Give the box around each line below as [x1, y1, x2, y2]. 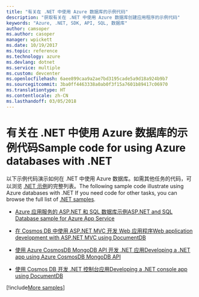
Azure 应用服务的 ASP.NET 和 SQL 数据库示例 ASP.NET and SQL [14, 208, 173, 215]
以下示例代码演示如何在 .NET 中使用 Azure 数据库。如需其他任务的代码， [6, 175, 186, 182]
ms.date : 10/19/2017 [6, 43, 58, 49]
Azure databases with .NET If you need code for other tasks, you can [6, 189, 177, 196]
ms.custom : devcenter [6, 70, 61, 76]
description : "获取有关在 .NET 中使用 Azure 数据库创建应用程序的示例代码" [6, 14, 180, 20]
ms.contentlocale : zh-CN [6, 93, 69, 99]
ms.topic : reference [6, 48, 58, 54]
